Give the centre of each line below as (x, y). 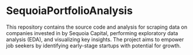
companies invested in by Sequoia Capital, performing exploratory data (92, 33)
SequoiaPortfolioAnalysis (70, 11)
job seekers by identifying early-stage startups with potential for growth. (94, 46)
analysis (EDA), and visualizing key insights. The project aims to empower (95, 39)
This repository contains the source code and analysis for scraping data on (97, 27)
